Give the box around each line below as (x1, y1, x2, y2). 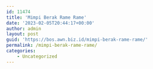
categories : (6, 48, 36, 54)
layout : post (6, 31, 39, 37)
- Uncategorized (17, 53, 58, 59)
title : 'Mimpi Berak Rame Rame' (6, 14, 87, 20)
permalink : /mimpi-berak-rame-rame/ (6, 43, 97, 49)
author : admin (6, 25, 42, 32)
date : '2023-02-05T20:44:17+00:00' (6, 20, 95, 26)
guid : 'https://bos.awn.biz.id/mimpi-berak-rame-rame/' (6, 37, 148, 43)
